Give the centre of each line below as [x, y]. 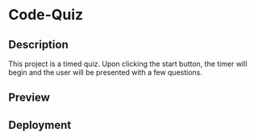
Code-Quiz [46, 15]
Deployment [40, 125]
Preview [29, 98]
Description [38, 45]
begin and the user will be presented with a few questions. [106, 72]
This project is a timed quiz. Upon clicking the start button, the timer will [128, 64]
